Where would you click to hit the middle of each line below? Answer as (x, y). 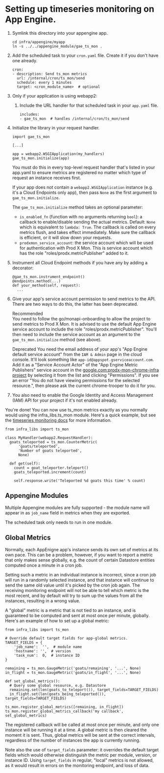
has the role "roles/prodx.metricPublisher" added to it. (74, 253)
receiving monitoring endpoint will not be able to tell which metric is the (77, 590)
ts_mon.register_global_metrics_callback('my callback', (64, 711)
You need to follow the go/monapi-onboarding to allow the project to (81, 319)
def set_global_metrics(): (33, 681)
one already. (25, 60)
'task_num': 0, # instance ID (47, 655)
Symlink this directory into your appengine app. (60, 33)
